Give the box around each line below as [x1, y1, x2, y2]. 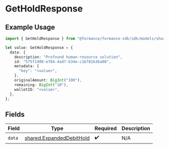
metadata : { [14, 63, 39, 69]
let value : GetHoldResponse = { [5, 45, 73, 50]
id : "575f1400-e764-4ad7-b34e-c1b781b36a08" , [14, 59, 112, 64]
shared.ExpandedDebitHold [24, 134, 90, 141]
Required [95, 125, 117, 132]
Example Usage [5, 23, 55, 31]
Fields [5, 110, 25, 118]
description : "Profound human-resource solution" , [14, 54, 123, 59]
